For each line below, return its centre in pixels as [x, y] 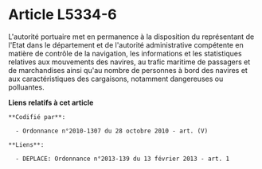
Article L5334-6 [63, 15]
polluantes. [27, 87]
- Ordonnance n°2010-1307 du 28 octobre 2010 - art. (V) [112, 131]
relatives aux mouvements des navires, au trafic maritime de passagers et [129, 62]
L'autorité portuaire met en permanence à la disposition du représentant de [131, 36]
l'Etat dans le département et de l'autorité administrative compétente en [126, 44]
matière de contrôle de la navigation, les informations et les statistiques [125, 53]
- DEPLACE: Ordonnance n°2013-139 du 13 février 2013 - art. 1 [122, 159]
